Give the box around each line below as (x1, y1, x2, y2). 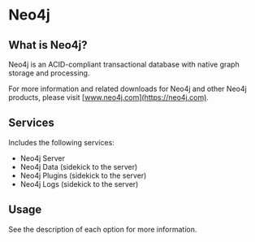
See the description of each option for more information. (8, 224, 197, 234)
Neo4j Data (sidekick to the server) (19, 162, 138, 171)
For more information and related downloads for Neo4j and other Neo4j (8, 84, 248, 93)
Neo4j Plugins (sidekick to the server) (19, 171, 147, 180)
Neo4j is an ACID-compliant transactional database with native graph (8, 59, 240, 69)
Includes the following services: (8, 137, 115, 147)
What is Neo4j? (8, 38, 88, 52)
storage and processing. (8, 68, 90, 78)
